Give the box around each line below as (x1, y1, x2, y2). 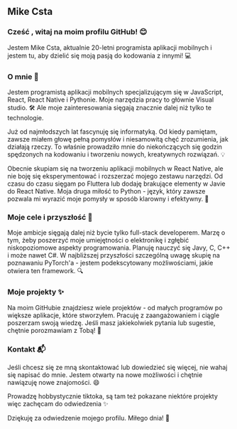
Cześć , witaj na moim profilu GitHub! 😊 (7, 27, 148, 37)
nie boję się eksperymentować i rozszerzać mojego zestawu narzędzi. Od (7, 171, 224, 180)
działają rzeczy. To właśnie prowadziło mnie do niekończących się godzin (7, 142, 222, 151)
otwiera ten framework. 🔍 (7, 267, 84, 275)
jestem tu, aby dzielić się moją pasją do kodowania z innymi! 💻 (7, 51, 192, 60)
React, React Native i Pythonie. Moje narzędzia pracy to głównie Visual (7, 95, 214, 104)
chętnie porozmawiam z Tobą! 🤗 (7, 326, 101, 334)
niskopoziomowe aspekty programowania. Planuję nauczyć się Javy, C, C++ (7, 243, 231, 252)
